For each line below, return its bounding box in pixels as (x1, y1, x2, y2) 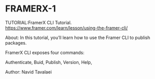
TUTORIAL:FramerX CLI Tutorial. (5, 19, 72, 25)
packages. (5, 39, 27, 45)
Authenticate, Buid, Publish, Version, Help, (5, 59, 92, 65)
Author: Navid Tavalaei (5, 68, 52, 75)
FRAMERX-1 (5, 3, 56, 14)
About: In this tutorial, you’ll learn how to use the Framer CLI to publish (5, 34, 150, 40)
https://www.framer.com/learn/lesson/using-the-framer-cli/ (5, 24, 128, 30)
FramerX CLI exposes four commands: (5, 49, 85, 55)
